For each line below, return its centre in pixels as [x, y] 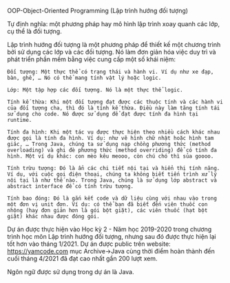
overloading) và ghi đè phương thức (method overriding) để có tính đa [112, 150]
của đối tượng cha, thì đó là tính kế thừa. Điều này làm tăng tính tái [114, 108]
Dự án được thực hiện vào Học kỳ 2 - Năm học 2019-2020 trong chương [109, 229]
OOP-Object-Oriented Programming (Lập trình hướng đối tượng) [97, 11]
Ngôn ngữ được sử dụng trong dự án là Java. [71, 272]
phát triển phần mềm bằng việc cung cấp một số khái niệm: [91, 59]
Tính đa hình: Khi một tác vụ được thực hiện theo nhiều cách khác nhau [114, 132]
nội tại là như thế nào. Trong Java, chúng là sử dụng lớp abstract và [112, 180]
